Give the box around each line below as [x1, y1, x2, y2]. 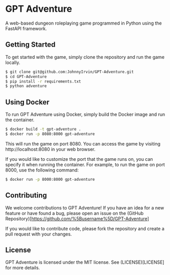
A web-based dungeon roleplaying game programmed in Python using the [5, 20, 162, 26]
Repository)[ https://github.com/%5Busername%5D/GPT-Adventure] [5, 216, 150, 222]
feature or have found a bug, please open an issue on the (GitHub [5, 210, 144, 216]
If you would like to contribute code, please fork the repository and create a [5, 225, 165, 231]
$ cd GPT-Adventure [5, 74, 47, 79]
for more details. [5, 265, 40, 271]
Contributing [5, 191, 47, 200]
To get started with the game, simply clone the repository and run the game [5, 54, 165, 60]
